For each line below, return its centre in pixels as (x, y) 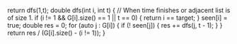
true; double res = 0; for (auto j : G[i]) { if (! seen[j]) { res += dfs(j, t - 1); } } (115, 25)
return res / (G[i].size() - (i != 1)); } (57, 33)
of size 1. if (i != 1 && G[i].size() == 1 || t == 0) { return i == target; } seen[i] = (117, 18)
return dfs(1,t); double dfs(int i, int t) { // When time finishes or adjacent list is (119, 10)
